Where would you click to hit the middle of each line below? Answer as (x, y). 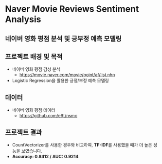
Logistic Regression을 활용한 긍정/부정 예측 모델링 (61, 81)
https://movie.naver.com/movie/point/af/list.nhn (67, 75)
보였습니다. (32, 151)
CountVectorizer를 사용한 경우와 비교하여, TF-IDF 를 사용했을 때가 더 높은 (82, 145)
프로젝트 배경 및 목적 (34, 56)
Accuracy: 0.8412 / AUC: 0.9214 (45, 157)
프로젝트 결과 (24, 132)
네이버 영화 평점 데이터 (34, 110)
